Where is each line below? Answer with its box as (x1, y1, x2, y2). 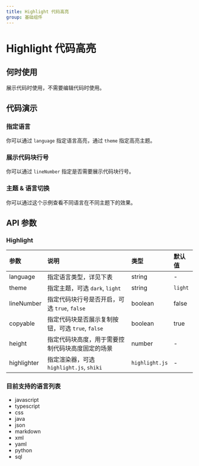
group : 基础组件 (6, 14, 43, 20)
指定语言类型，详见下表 (47, 273, 113, 281)
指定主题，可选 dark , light (47, 284, 121, 292)
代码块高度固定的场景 (53, 344, 113, 352)
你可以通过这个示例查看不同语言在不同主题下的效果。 (6, 199, 136, 206)
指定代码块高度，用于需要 (47, 335, 119, 344)
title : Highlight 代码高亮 (6, 8, 69, 15)
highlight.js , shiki (47, 363, 102, 371)
